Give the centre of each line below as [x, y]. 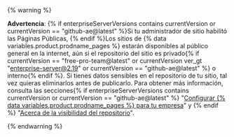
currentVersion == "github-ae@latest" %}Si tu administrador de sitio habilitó [117, 31]
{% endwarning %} [35, 126]
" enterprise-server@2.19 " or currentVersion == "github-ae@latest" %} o [111, 68]
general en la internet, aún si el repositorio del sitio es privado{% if [103, 53]
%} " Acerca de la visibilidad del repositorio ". [71, 113]
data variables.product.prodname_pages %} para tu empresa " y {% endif [113, 105]
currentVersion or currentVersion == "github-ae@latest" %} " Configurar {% [116, 98]
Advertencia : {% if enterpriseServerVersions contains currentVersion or [111, 23]
